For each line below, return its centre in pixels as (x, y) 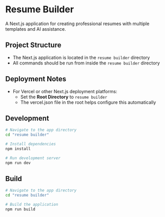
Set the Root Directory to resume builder (64, 97)
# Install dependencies (31, 144)
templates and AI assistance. (36, 29)
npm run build (20, 209)
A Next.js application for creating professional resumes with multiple (77, 24)
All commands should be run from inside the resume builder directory (86, 63)
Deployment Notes (36, 79)
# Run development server (33, 158)
